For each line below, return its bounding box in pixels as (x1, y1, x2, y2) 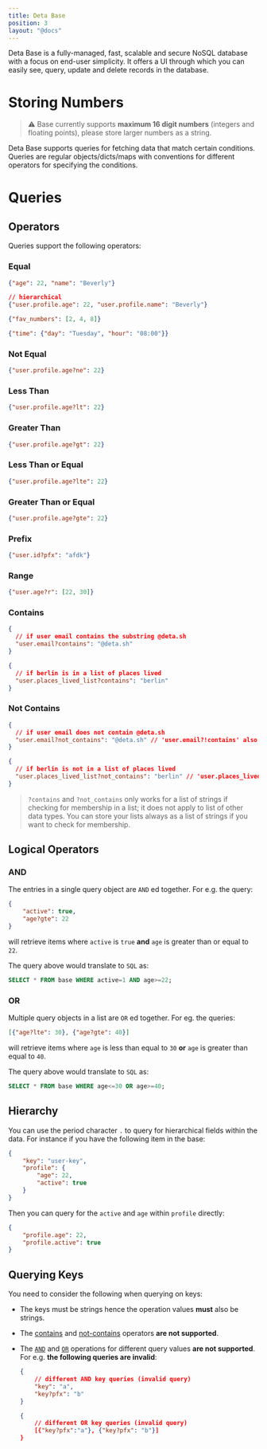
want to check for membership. (27, 819, 131, 829)
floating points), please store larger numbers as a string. (27, 128, 212, 138)
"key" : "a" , (34, 1382, 74, 1391)
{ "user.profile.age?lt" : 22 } (8, 403, 105, 411)
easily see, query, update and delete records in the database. (8, 65, 209, 75)
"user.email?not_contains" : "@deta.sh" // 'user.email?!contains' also (15, 736, 258, 744)
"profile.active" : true (22, 1239, 102, 1247)
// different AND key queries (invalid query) (34, 1376, 192, 1384)
